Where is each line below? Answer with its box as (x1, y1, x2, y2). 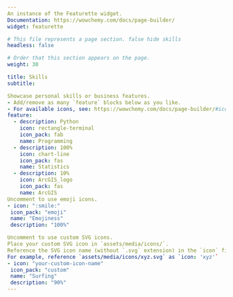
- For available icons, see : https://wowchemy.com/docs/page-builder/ (7, 105, 216, 112)
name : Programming (19, 137, 73, 144)
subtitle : (7, 80, 36, 87)
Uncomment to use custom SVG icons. (7, 234, 113, 241)
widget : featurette (7, 23, 64, 30)
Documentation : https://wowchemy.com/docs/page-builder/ (7, 17, 175, 24)
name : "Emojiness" (10, 215, 64, 222)
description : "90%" (10, 279, 67, 287)
